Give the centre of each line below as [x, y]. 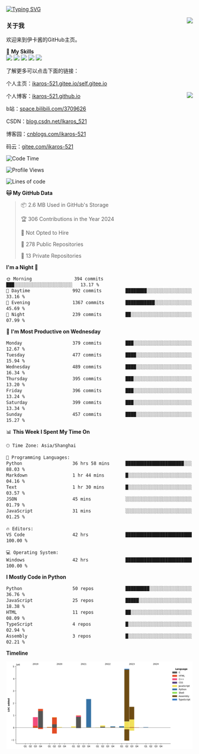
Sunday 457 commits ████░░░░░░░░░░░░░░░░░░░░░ [99, 415]
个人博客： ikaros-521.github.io [44, 96]
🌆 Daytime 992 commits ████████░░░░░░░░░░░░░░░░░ [99, 291]
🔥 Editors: [20, 529]
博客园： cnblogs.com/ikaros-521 [46, 134]
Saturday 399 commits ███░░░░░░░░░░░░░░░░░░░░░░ [99, 403]
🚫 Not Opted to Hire [45, 233]
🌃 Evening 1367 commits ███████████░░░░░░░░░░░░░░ [99, 303]
